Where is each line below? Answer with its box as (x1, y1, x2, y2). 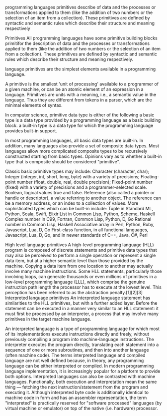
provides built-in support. (5, 128, 57, 134)
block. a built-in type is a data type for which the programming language (5, 122, 154, 128)
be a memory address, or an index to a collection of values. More (5, 200, 139, 206)
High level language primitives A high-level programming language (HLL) (5, 242, 154, 248)
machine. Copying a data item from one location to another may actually (5, 263, 153, 269)
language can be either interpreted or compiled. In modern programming (5, 363, 154, 369)
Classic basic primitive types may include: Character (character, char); (5, 168, 150, 174)
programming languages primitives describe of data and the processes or (5, 4, 156, 10)
